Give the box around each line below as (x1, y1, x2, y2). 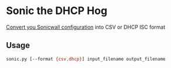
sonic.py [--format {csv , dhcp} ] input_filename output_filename (6, 56, 166, 62)
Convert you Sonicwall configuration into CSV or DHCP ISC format (6, 23, 166, 30)
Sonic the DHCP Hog (6, 4, 108, 18)
